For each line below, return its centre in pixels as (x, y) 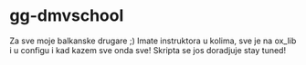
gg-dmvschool (67, 16)
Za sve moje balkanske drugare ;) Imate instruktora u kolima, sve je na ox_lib (153, 41)
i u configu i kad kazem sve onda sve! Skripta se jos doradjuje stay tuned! (148, 50)
